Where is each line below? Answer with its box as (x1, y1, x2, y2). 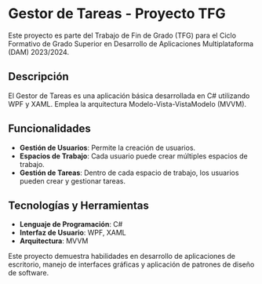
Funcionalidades (8, 122, 92, 136)
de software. (8, 268, 49, 278)
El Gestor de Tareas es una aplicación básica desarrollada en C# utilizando (8, 91, 250, 100)
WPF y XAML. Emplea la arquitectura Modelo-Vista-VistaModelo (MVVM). (8, 99, 247, 108)
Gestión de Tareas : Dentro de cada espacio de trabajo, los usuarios (19, 168, 239, 177)
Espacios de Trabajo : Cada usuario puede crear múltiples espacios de (19, 151, 249, 161)
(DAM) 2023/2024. (8, 47, 69, 56)
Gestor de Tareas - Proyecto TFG (8, 5, 226, 23)
